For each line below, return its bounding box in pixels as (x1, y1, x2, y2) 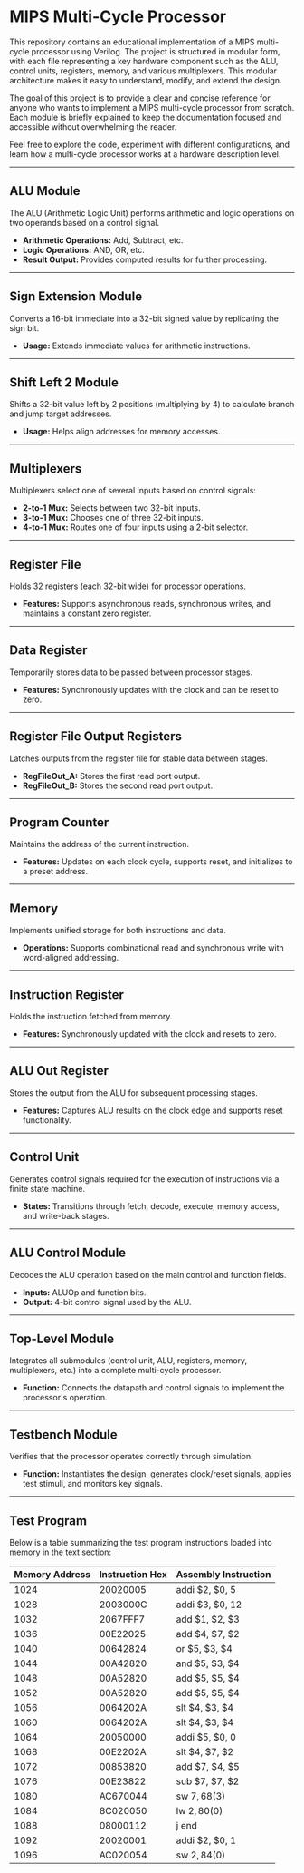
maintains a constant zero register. (22, 608, 152, 619)
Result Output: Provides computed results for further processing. (22, 254, 268, 265)
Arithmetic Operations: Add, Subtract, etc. (22, 234, 184, 246)
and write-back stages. (22, 1210, 109, 1221)
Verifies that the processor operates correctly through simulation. (9, 1451, 253, 1462)
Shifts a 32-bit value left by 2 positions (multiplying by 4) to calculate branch (9, 399, 295, 410)
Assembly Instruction (176, 1567, 271, 1580)
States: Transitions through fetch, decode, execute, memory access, (22, 1200, 280, 1212)
